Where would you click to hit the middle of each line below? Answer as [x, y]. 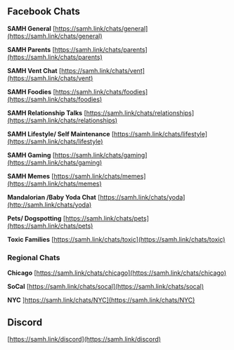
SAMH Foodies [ [32, 91]
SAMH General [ [31, 28]
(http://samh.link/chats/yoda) [50, 205]
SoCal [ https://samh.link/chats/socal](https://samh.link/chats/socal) [106, 287]
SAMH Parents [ [31, 49]
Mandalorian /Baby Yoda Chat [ [54, 197]
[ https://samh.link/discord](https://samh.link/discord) [84, 339]
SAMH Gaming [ [31, 155]
